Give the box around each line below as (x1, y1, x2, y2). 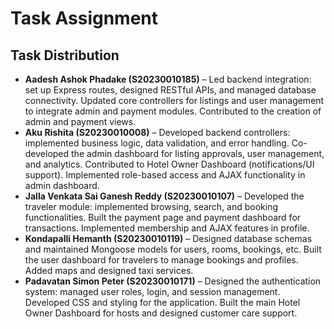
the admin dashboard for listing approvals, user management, (71, 148, 325, 159)
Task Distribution (10, 47, 120, 64)
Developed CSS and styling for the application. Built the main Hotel (24, 297, 301, 308)
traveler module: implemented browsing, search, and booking (24, 201, 279, 212)
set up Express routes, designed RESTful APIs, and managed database (24, 84, 317, 96)
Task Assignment (10, 7, 159, 30)
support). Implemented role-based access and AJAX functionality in (24, 169, 306, 181)
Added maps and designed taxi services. (24, 265, 194, 276)
